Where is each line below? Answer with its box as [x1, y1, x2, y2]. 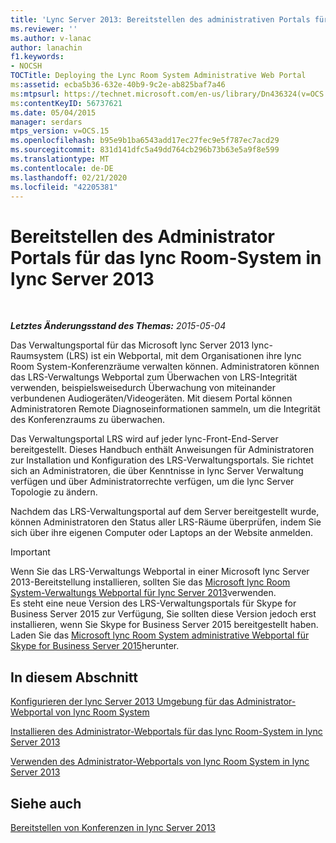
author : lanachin [10, 42, 83, 53]
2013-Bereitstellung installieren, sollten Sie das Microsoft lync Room [10, 576, 291, 588]
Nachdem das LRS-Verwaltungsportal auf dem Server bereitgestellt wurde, [10, 506, 320, 518]
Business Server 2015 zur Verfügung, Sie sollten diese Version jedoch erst [10, 608, 317, 620]
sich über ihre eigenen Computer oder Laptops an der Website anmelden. [10, 527, 314, 539]
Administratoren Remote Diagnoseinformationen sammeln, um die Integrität [10, 403, 321, 415]
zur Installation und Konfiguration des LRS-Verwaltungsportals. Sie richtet [10, 454, 314, 466]
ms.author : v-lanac [10, 33, 92, 43]
